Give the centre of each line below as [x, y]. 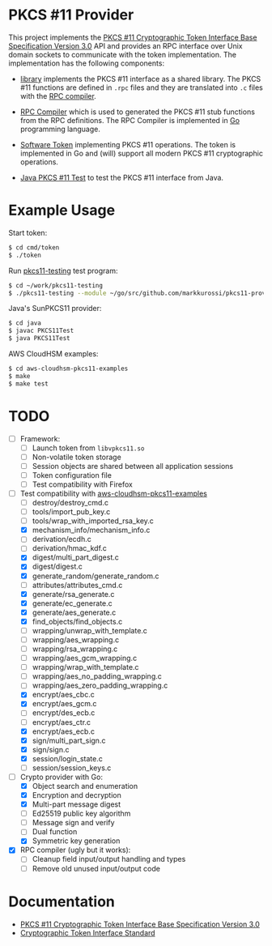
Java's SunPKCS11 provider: [55, 309]
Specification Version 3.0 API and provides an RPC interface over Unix [125, 45]
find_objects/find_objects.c [77, 621]
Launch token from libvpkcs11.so [88, 448]
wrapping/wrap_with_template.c [85, 667]
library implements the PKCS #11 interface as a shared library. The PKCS [140, 79]
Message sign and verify [73, 823]
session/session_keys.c [72, 768]
